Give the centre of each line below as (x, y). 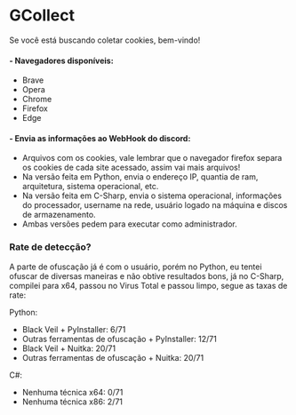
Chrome (37, 100)
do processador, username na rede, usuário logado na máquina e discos (155, 205)
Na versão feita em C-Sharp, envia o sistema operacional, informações (152, 196)
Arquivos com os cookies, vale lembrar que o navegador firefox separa (152, 158)
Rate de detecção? (50, 247)
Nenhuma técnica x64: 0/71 (72, 392)
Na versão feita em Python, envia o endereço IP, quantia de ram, (140, 177)
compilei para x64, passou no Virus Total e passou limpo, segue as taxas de (148, 285)
